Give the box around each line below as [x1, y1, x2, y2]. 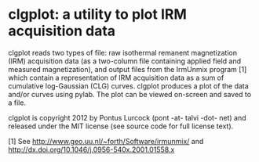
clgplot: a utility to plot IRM [8, 5, 187, 23]
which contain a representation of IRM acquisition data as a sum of [8, 73, 224, 82]
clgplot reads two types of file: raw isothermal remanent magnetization [8, 48, 238, 57]
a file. [8, 98, 26, 107]
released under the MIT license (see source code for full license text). [8, 121, 234, 131]
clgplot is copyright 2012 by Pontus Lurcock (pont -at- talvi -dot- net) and [8, 113, 246, 122]
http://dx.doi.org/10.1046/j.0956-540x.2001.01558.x [8, 145, 175, 154]
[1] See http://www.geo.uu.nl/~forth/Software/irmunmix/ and [8, 136, 204, 146]
